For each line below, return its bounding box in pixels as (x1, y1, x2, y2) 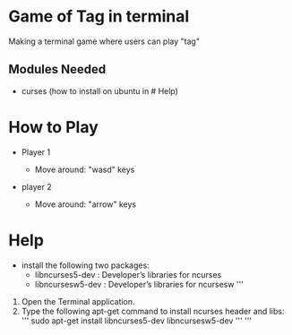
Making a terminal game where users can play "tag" (8, 36, 201, 47)
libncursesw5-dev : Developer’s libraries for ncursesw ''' (34, 279, 244, 289)
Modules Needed (8, 62, 107, 77)
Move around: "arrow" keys (34, 199, 136, 210)
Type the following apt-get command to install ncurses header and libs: (21, 305, 285, 316)
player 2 (21, 181, 52, 192)
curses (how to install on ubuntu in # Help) (21, 85, 178, 96)
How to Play (8, 116, 99, 137)
